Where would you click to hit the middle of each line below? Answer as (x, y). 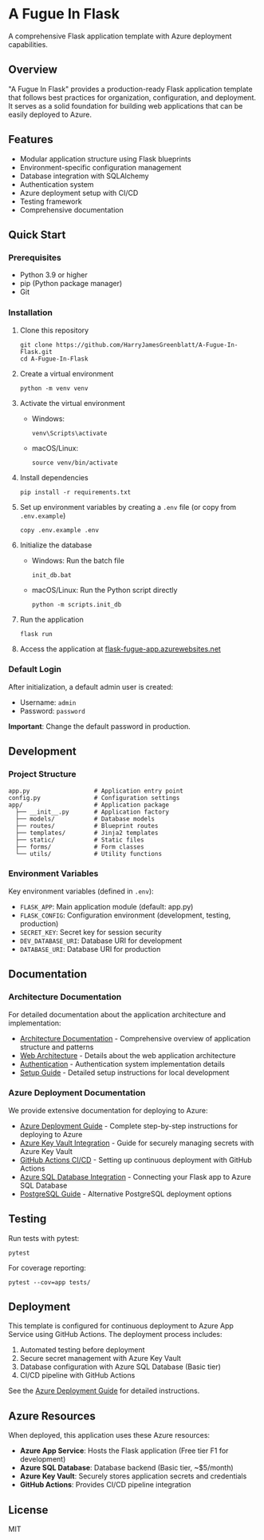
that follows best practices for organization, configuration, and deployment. (132, 97)
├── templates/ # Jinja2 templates (87, 833)
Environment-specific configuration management (100, 167)
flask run (36, 634)
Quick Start (37, 235)
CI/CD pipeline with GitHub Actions (77, 1375)
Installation (31, 312)
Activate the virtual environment (72, 403)
